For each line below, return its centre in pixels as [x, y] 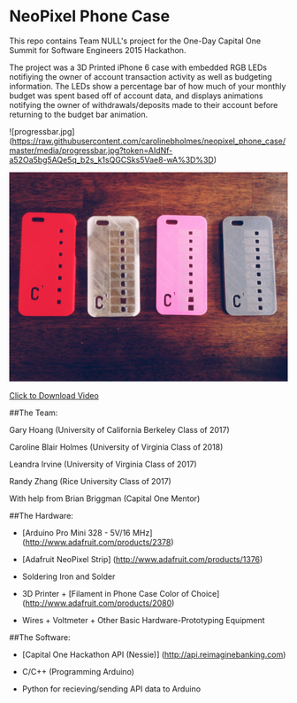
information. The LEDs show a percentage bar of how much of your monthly [148, 86]
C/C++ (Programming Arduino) [78, 671]
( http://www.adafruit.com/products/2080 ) [98, 603]
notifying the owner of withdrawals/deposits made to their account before [144, 104]
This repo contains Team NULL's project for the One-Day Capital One [135, 41]
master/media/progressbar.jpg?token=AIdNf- [91, 150]
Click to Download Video [54, 395]
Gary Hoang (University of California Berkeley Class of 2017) [119, 429]
